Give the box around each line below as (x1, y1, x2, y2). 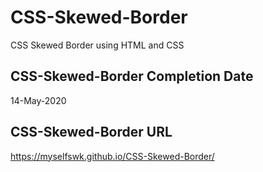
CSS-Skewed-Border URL (10, 124, 173, 141)
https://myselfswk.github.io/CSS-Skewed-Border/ (10, 150, 215, 162)
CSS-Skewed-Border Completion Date (10, 68, 254, 85)
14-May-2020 (10, 94, 67, 106)
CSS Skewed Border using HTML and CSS (10, 39, 185, 51)
